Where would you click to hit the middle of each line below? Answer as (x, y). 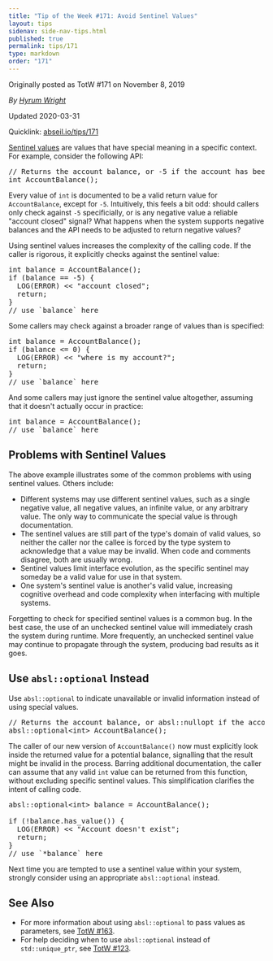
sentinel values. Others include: (61, 483)
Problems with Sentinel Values (87, 455)
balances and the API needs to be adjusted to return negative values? (125, 229)
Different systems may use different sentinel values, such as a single (135, 499)
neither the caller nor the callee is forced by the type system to (126, 542)
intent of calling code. (45, 789)
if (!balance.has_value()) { (66, 821)
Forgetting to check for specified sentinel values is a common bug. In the (131, 618)
